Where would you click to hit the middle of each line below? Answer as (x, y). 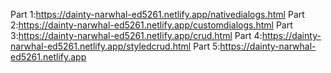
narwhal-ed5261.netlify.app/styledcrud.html (101, 46)
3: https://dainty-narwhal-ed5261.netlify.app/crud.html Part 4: (136, 35)
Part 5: (207, 46)
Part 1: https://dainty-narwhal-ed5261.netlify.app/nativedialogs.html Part (157, 14)
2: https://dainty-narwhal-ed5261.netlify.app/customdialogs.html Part (151, 25)
